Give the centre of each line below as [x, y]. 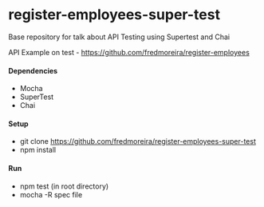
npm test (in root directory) [64, 186]
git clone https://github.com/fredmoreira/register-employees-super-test [138, 141]
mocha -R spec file [51, 194]
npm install [38, 150]
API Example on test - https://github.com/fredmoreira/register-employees [129, 52]
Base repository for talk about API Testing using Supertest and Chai [119, 37]
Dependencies [33, 70]
